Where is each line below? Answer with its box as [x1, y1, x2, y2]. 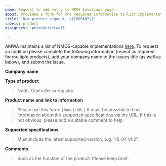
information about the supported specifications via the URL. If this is [17, 112, 156, 118]
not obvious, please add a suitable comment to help [17, 117, 123, 123]
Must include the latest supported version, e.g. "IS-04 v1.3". [17, 136, 139, 142]
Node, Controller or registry [17, 88, 74, 94]
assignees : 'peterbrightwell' [5, 26, 68, 31]
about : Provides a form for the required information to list [5, 12, 136, 17]
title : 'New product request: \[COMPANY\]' [5, 16, 96, 21]
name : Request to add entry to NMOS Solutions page [5, 7, 114, 12]
